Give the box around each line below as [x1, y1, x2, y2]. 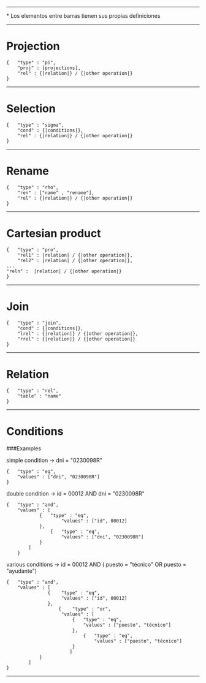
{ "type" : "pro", [6, 246, 59, 253]
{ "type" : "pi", [6, 59, 56, 66]
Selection [6, 102, 56, 116]
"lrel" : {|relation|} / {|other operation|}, [17, 330, 139, 337]
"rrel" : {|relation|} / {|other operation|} [17, 336, 136, 342]
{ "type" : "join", [6, 320, 62, 326]
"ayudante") [6, 567, 37, 575]
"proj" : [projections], [17, 65, 81, 71]
